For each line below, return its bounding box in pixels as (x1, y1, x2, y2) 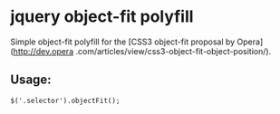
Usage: (10, 72, 53, 88)
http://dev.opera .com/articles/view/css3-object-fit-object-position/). (13, 45, 272, 56)
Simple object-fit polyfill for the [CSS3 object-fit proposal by (10, 36, 236, 47)
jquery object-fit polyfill (10, 6, 194, 27)
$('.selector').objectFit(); (10, 96, 121, 105)
